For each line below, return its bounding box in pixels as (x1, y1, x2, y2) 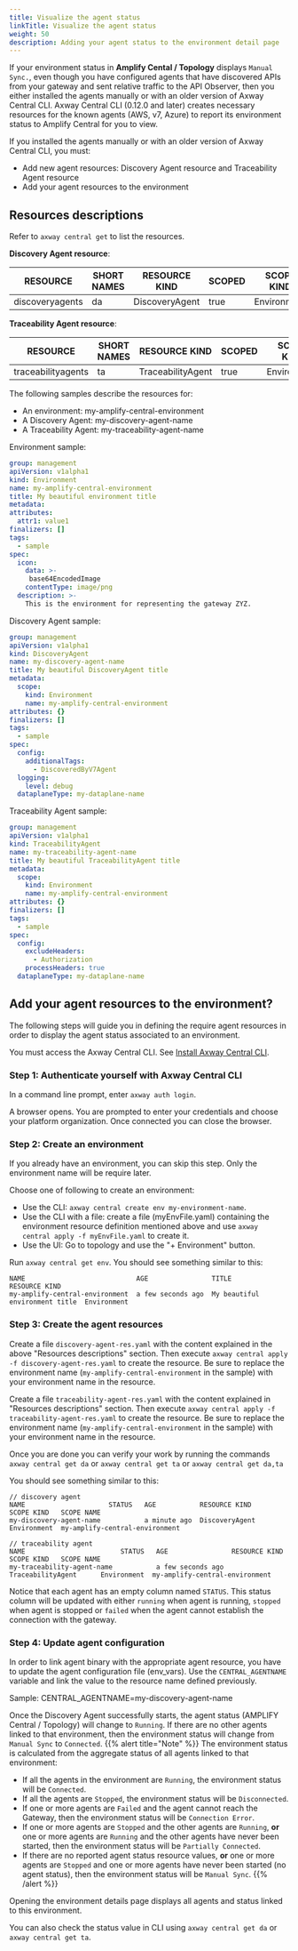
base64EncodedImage (28, 574, 101, 583)
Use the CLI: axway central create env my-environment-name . (21, 1202, 247, 1213)
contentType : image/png (25, 583, 114, 592)
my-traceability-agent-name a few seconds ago (9, 1562, 224, 1571)
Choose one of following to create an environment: (9, 1184, 195, 1196)
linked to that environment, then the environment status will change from (9, 1729, 275, 1739)
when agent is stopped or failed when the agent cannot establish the (9, 1604, 264, 1615)
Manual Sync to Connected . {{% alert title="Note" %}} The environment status (9, 1738, 288, 1748)
